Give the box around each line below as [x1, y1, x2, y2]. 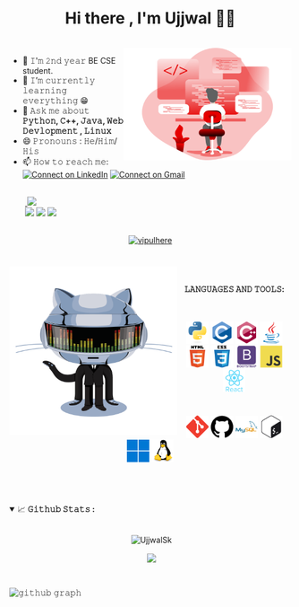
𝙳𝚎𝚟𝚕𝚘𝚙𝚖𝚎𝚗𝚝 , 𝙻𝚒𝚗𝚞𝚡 [21, 125, 112, 136]
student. [21, 65, 54, 75]
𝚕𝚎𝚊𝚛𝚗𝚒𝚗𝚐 [21, 84, 67, 95]
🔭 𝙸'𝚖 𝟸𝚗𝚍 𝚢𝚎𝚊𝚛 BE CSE [21, 55, 116, 66]
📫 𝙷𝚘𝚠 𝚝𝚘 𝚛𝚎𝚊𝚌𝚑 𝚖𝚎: [21, 156, 109, 167]
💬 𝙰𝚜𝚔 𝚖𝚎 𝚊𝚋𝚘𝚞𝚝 [21, 105, 90, 116]
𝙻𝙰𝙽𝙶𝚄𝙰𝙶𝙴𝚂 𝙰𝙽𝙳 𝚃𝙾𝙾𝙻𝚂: [184, 284, 285, 295]
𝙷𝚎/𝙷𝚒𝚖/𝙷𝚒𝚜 [83, 135, 118, 146]
